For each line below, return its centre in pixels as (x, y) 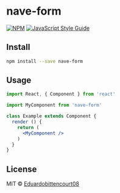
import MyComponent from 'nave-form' (54, 105)
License (22, 169)
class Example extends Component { (51, 116)
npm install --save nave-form (45, 61)
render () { (27, 122)
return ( (28, 127)
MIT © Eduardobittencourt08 (43, 184)
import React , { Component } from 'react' (61, 94)
